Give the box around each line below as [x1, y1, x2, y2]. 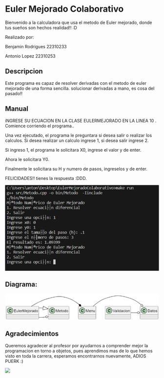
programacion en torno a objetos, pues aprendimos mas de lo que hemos [5, 348, 153, 354]
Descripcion [5, 67, 43, 76]
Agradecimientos [5, 330, 59, 338]
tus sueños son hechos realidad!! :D [5, 24, 77, 30]
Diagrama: [5, 280, 38, 289]
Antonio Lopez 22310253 [5, 53, 56, 59]
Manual [5, 105, 28, 113]
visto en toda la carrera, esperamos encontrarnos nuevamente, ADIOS [5, 353, 146, 359]
